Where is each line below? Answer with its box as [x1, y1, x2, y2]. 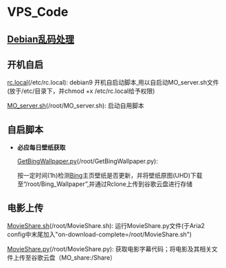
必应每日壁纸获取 [16, 143, 66, 152]
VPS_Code [7, 4, 69, 20]
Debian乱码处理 [7, 33, 74, 45]
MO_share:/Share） [60, 254, 117, 262]
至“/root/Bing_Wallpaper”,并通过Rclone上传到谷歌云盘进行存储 [16, 180, 193, 188]
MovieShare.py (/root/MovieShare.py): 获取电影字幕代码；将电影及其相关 [7, 245, 212, 254]
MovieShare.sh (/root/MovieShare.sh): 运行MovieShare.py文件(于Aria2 [7, 222, 205, 230]
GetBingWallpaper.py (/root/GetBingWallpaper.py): [16, 157, 158, 165]
